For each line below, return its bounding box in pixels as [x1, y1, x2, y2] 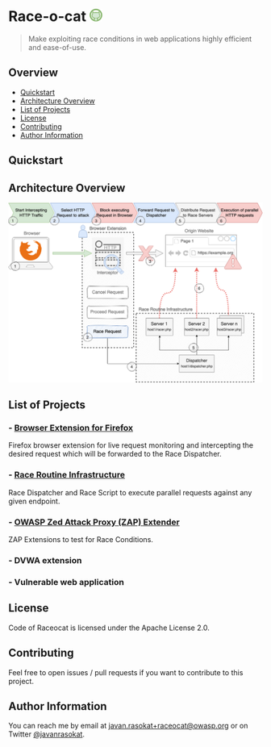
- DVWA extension [8, 555, 82, 565]
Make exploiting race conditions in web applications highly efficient [27, 34, 252, 44]
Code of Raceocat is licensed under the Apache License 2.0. [8, 623, 210, 632]
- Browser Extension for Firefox [8, 423, 134, 434]
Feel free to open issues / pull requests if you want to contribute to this [8, 667, 244, 677]
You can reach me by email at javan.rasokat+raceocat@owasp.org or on [8, 721, 248, 731]
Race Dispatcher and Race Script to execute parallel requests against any [8, 487, 252, 497]
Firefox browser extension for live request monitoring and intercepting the [8, 440, 254, 450]
